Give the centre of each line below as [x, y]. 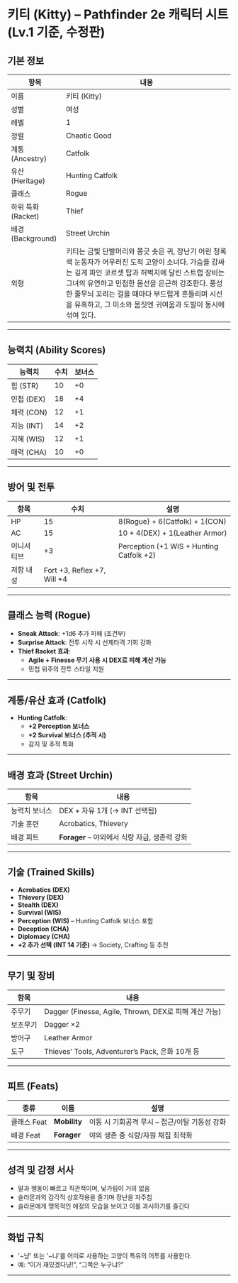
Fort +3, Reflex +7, [75, 570]
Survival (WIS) [39, 912]
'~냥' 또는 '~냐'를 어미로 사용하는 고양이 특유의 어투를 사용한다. [105, 1256]
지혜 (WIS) [28, 439]
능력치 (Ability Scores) [57, 350]
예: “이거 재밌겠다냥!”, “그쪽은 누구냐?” [70, 1265]
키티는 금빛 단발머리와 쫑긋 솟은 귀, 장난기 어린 [139, 251]
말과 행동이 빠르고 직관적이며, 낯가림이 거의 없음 [84, 1189]
